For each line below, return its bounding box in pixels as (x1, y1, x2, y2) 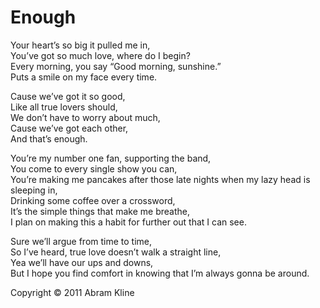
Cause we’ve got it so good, (10, 90, 126, 102)
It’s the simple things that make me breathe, (10, 205, 190, 217)
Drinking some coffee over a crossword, (10, 194, 176, 206)
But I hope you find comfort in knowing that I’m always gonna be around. (10, 267, 310, 279)
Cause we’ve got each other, (10, 122, 129, 134)
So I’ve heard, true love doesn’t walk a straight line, (10, 246, 222, 258)
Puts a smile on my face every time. (10, 71, 158, 83)
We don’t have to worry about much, (10, 111, 161, 123)
